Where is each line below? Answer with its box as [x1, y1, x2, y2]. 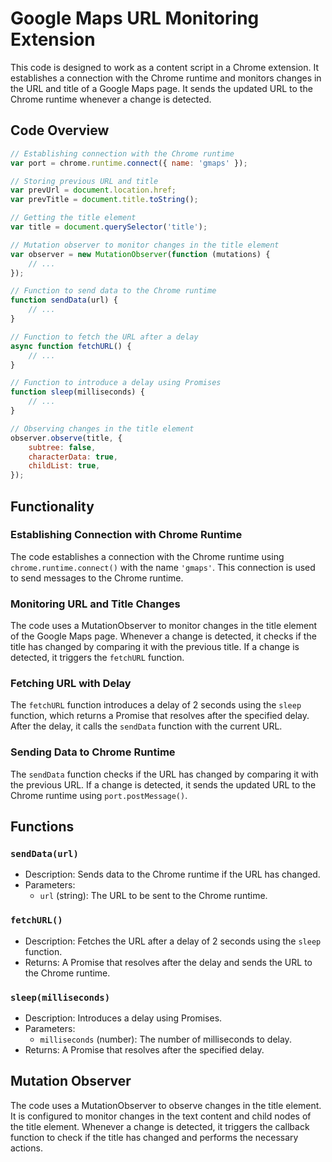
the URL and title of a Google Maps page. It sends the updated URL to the [10, 82, 313, 94]
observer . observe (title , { [10, 433, 123, 443]
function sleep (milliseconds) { [10, 387, 145, 397]
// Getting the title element [10, 213, 137, 223]
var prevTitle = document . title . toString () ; [10, 195, 199, 205]
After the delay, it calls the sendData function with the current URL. [10, 720, 283, 732]
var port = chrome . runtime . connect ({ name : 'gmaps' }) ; [10, 158, 248, 168]
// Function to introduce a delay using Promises [10, 378, 222, 388]
